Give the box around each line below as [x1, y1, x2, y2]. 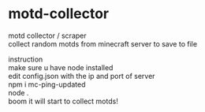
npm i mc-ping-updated [8, 80, 86, 89]
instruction [8, 54, 43, 64]
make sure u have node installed [8, 62, 114, 72]
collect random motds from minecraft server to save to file [8, 39, 198, 48]
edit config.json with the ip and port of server [8, 71, 155, 80]
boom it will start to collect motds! [8, 96, 118, 106]
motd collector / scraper [8, 31, 87, 40]
